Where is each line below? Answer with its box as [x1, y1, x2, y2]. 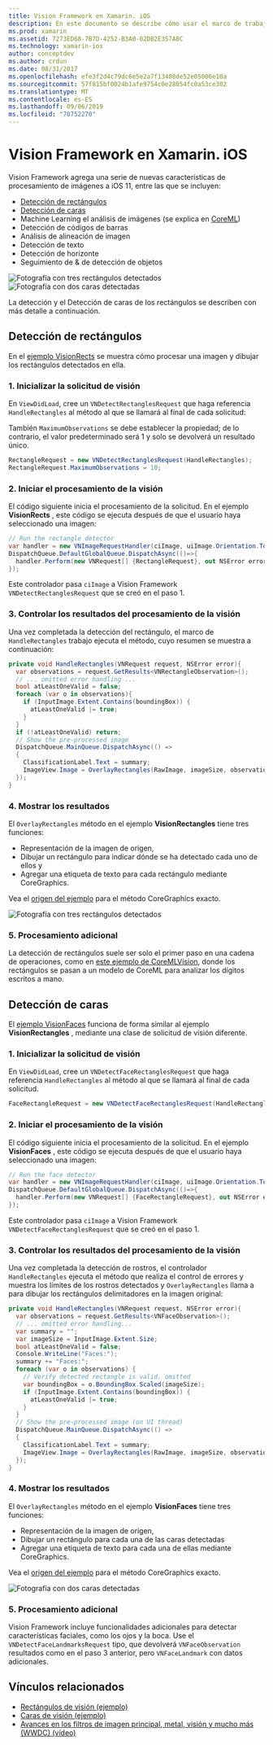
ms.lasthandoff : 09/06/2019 [8, 103, 104, 111]
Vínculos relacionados [8, 1680, 124, 1694]
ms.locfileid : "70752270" [8, 111, 96, 119]
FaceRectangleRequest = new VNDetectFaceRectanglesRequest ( [8, 1100, 217, 1108]
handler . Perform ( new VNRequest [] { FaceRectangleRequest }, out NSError [15, 1193, 260, 1201]
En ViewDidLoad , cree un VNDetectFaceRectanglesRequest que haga [8, 1067, 230, 1077]
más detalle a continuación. [8, 306, 101, 316]
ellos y [19, 860, 43, 870]
